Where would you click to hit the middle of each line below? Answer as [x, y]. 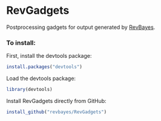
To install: [21, 43]
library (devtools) [29, 90]
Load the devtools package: [41, 78]
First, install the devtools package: [49, 56]
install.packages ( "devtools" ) [44, 67]
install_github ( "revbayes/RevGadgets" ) [57, 112]
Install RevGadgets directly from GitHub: [57, 101]
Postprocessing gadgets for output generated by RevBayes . [81, 27]
